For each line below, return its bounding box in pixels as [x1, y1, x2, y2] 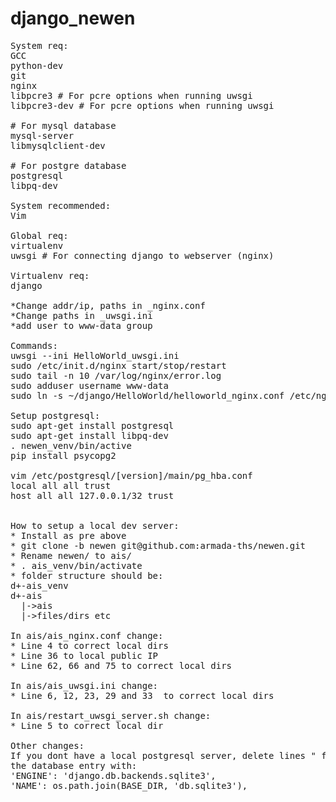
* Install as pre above [10, 530, 127, 541]
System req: [10, 40, 69, 51]
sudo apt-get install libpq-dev [10, 430, 169, 441]
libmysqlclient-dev [10, 140, 106, 151]
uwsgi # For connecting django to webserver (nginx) [10, 250, 275, 261]
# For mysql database [10, 120, 117, 131]
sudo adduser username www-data [10, 380, 169, 391]
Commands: [10, 340, 58, 351]
